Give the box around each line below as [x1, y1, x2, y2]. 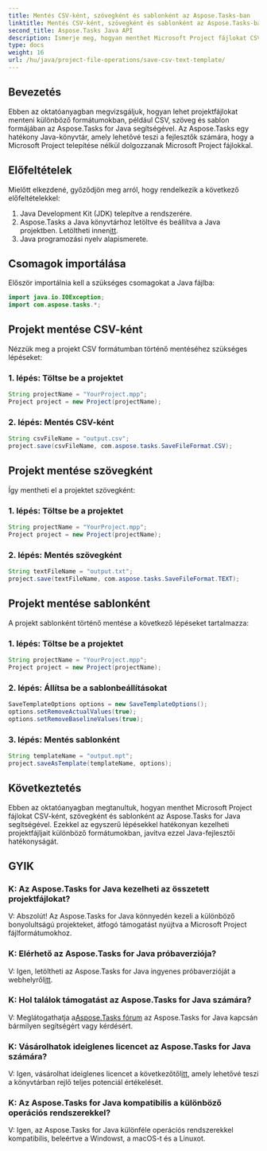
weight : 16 [8, 49, 44, 57]
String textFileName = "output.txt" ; [8, 568, 133, 575]
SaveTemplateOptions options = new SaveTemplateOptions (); [8, 700, 208, 708]
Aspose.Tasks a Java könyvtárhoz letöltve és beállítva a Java [19, 217, 221, 227]
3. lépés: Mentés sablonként [8, 734, 121, 745]
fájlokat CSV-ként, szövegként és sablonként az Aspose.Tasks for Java [8, 811, 241, 821]
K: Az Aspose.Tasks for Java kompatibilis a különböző [8, 1098, 222, 1109]
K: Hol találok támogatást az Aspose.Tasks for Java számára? [8, 994, 252, 1005]
